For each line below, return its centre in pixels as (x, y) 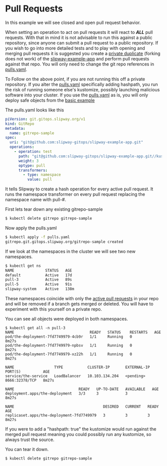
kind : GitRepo (20, 124)
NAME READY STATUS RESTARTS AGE (83, 333)
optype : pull (32, 165)
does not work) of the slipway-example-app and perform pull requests (77, 58)
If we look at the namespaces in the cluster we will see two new (70, 251)
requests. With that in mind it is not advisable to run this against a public (79, 37)
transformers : (33, 170)
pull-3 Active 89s (39, 280)
